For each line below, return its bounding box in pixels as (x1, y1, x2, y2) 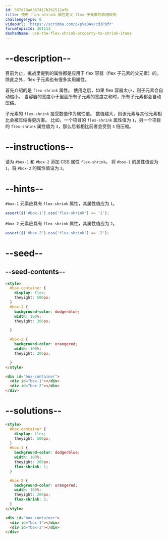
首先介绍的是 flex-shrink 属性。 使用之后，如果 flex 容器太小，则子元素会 (5, 87, 159, 93)
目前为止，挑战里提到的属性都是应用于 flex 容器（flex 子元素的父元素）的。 (5, 70, 161, 76)
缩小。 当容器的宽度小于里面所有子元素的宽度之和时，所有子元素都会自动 (9, 93, 161, 99)
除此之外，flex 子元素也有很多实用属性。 (5, 76, 89, 82)
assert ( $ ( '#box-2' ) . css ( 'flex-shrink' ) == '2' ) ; (5, 230, 109, 235)
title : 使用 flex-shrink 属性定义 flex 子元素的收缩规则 (5, 12, 117, 17)
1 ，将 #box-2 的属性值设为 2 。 (5, 165, 67, 171)
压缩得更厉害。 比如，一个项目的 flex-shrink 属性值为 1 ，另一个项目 (18, 117, 161, 123)
